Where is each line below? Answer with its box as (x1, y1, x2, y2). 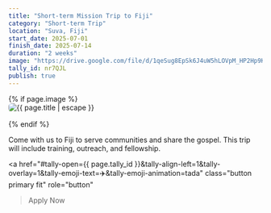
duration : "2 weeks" (8, 49, 78, 57)
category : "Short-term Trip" (8, 19, 106, 27)
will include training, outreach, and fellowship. (8, 143, 161, 153)
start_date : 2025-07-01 (8, 34, 89, 43)
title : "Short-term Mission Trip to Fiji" (8, 11, 153, 20)
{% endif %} (8, 119, 50, 129)
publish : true (8, 72, 56, 80)
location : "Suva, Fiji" (8, 27, 89, 35)
